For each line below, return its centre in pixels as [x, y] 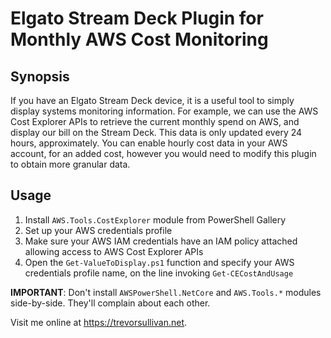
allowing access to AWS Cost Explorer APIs [114, 251]
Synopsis [40, 76]
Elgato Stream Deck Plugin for [137, 18]
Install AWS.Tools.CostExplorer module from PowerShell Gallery [155, 219]
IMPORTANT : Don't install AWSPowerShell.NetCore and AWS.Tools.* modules [166, 292]
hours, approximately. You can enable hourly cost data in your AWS [149, 143]
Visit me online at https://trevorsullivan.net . [99, 322]
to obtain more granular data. [70, 164]
